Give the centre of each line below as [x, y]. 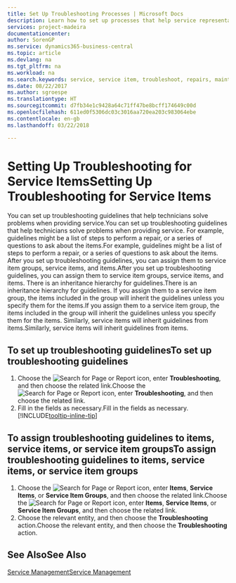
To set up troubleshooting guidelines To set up [110, 350]
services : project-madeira [47, 27]
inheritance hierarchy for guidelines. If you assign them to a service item [112, 290]
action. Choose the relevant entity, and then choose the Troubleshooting [122, 525]
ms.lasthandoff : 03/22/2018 [48, 125]
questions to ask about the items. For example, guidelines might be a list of [115, 246]
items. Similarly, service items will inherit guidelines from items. [98, 328]
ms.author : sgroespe [38, 92]
